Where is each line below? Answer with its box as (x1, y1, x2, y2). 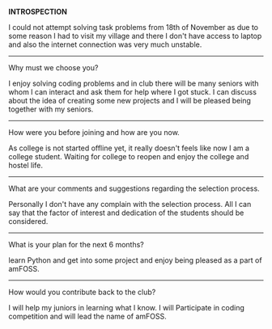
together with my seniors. (8, 104, 94, 114)
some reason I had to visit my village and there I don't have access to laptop (8, 32, 262, 40)
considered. (8, 217, 49, 226)
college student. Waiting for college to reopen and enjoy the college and (8, 152, 249, 161)
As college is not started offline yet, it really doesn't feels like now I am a (8, 143, 249, 153)
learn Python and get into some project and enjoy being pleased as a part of (8, 255, 262, 265)
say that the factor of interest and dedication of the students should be (8, 208, 244, 217)
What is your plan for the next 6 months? (8, 240, 144, 249)
